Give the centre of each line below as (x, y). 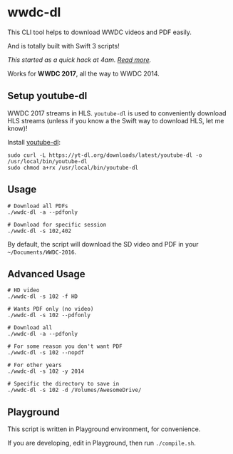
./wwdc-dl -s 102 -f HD (43, 296)
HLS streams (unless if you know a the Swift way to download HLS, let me (116, 120)
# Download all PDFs (38, 206)
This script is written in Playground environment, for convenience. (104, 429)
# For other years (35, 365)
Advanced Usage (46, 274)
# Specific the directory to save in (63, 384)
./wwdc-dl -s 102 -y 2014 (46, 371)
